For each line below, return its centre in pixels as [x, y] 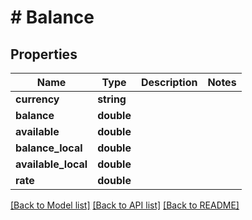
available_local [51, 164]
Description [169, 82]
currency [37, 99]
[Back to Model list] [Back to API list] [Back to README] [125, 205]
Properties [44, 54]
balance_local [49, 148]
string [112, 99]
